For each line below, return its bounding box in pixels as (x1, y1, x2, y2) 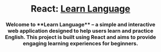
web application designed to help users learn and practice (8, 27, 153, 34)
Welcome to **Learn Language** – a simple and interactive (5, 21, 156, 28)
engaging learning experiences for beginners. (23, 40, 138, 47)
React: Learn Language (30, 3, 131, 15)
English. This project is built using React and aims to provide (5, 34, 156, 41)
